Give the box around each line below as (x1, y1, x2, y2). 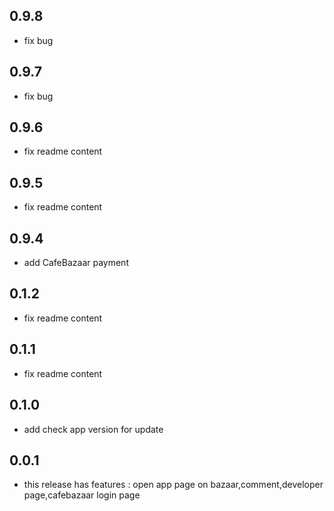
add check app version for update (23, 423, 164, 435)
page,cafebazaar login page (23, 489, 141, 501)
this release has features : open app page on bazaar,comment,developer (23, 479, 324, 491)
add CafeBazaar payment (23, 257, 129, 269)
